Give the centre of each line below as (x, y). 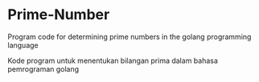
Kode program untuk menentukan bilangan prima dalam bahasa (113, 61)
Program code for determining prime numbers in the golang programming (129, 37)
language (23, 45)
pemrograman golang (43, 68)
